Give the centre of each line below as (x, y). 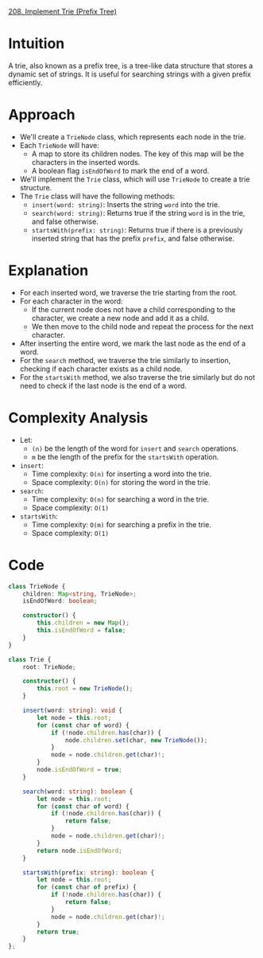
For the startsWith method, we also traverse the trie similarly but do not (137, 377)
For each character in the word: (71, 301)
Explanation (48, 271)
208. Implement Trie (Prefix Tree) (63, 12)
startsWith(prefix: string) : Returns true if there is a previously (137, 229)
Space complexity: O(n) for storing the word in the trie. (121, 482)
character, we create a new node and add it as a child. (120, 318)
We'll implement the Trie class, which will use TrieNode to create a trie (135, 179)
